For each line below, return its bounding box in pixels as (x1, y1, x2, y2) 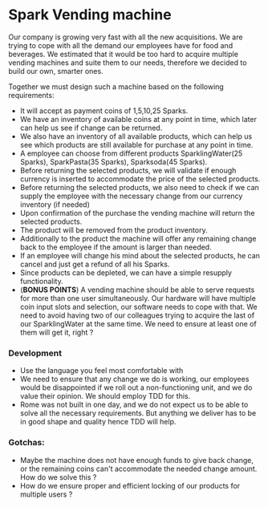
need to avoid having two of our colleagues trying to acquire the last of (19, 310, 255, 320)
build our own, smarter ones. (8, 66, 104, 75)
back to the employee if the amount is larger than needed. (19, 242, 212, 252)
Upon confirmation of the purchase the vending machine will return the (19, 208, 255, 217)
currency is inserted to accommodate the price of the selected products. (19, 174, 261, 184)
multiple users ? (19, 489, 73, 499)
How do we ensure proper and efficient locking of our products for (19, 481, 241, 490)
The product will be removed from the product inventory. (19, 225, 208, 234)
